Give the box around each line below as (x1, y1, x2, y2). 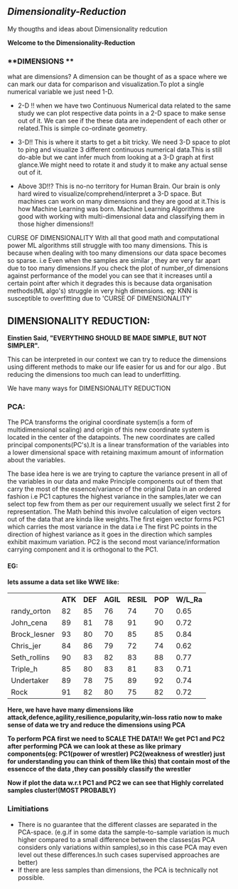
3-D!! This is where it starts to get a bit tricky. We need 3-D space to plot (17, 138, 231, 147)
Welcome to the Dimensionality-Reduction (7, 38, 136, 47)
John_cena (11, 618, 48, 628)
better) (17, 858, 38, 866)
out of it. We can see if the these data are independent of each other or (17, 117, 227, 125)
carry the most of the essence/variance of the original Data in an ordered (7, 484, 222, 494)
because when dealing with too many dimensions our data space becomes (7, 249, 227, 257)
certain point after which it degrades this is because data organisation (7, 279, 212, 288)
